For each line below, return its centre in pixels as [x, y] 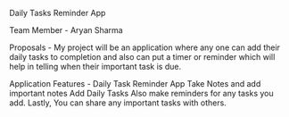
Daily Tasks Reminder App [58, 13]
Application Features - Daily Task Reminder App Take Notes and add [135, 84]
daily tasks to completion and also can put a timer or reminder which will [142, 57]
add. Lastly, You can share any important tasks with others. [118, 103]
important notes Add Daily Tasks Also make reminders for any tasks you [141, 93]
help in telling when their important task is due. [95, 67]
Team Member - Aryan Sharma [66, 30]
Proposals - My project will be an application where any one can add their [145, 47]
